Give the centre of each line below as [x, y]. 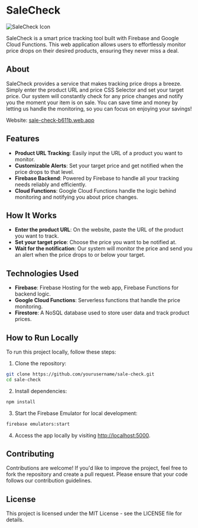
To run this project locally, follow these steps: [61, 352]
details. [15, 520]
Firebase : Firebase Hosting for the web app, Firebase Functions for [97, 288]
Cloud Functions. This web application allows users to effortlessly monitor [96, 44]
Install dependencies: [41, 391]
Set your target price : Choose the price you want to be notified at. [95, 242]
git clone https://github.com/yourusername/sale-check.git [80, 374]
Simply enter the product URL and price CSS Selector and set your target [95, 90]
